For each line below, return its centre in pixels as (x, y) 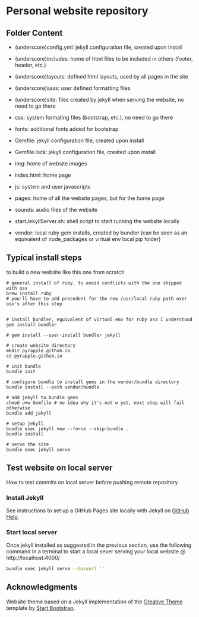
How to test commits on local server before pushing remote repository (92, 482)
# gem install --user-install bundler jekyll (63, 335)
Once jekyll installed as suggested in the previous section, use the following (99, 545)
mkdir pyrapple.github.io (38, 350)
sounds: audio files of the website (56, 210)
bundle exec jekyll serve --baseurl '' (56, 569)
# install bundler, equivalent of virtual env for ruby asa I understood (99, 320)
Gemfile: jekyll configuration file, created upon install (79, 140)
